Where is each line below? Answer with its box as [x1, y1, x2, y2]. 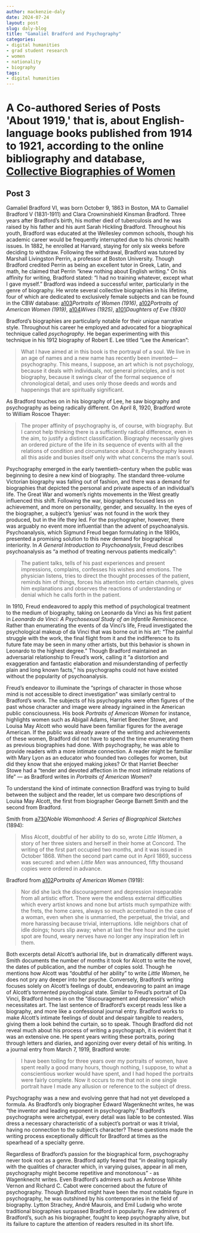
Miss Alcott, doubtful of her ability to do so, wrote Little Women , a [20, 833, 183, 840]
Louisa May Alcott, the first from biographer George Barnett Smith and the [6, 797, 189, 804]
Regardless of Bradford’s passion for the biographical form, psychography [6, 1151, 189, 1158]
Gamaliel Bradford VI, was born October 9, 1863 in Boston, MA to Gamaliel [6, 204, 189, 212]
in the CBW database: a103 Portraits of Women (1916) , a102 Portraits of [6, 299, 179, 307]
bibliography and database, [6, 152, 145, 166]
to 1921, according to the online [6, 139, 164, 153]
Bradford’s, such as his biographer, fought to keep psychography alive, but [6, 1214, 190, 1221]
